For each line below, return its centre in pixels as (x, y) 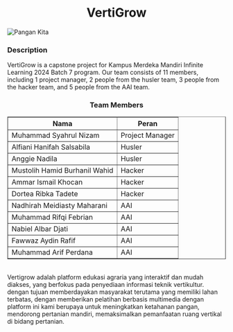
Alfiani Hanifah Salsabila (51, 147)
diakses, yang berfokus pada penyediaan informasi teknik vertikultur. (106, 284)
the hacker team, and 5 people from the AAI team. (79, 87)
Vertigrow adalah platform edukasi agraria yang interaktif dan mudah (105, 277)
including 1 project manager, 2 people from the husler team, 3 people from (113, 80)
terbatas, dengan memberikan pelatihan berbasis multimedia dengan (106, 299)
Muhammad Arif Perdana (52, 252)
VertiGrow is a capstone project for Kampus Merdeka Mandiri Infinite (105, 65)
